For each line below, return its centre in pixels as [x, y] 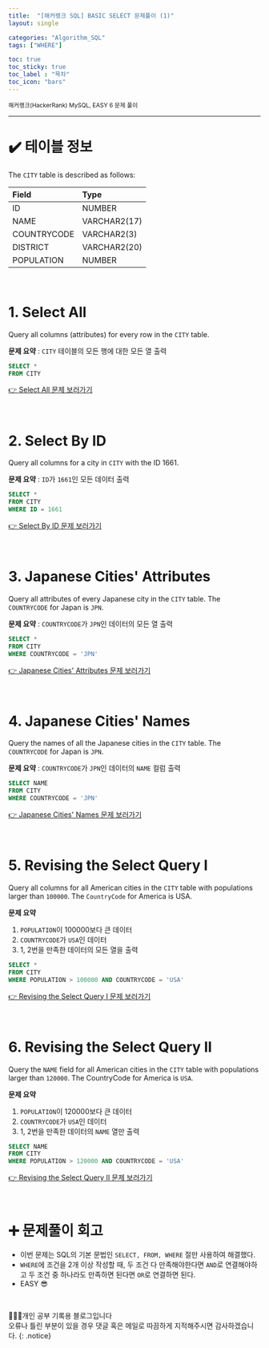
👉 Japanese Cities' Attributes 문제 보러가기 [79, 670]
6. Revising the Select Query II [110, 1047]
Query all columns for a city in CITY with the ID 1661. [94, 463]
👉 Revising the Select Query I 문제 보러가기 [80, 996]
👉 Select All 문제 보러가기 [50, 390]
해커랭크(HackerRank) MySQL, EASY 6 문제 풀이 [73, 105]
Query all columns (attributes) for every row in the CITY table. [109, 334]
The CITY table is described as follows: [72, 175]
